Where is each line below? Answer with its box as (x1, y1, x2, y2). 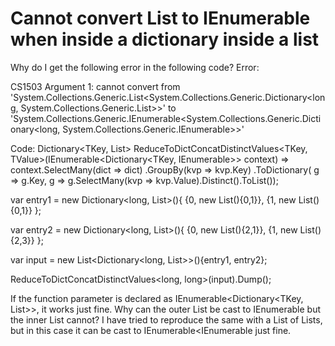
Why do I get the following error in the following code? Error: (10, 61, 260, 73)
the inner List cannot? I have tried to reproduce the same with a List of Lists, (10, 313, 323, 326)
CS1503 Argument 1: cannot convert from (10, 80, 181, 92)
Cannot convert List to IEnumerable (10, 7, 311, 30)
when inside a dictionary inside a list (10, 28, 320, 51)
